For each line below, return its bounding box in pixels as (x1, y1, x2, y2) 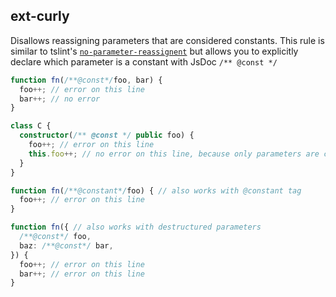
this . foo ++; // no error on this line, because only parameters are (28, 149, 320, 159)
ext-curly (10, 8, 70, 25)
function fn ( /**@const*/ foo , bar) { (10, 75, 163, 85)
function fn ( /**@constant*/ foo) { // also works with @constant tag (10, 185, 302, 196)
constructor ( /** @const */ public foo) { (19, 130, 195, 141)
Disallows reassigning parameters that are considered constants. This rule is (10, 34, 325, 46)
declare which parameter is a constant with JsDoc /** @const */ (10, 55, 278, 68)
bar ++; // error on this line (19, 269, 145, 279)
